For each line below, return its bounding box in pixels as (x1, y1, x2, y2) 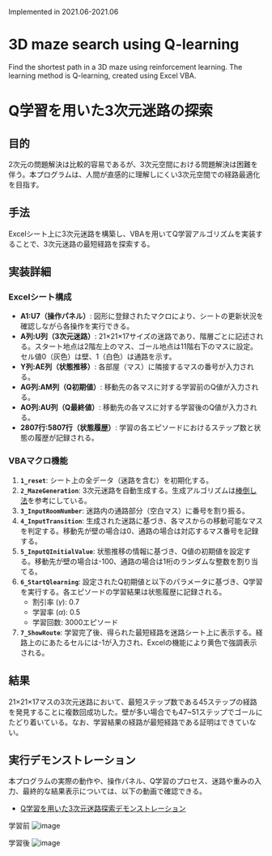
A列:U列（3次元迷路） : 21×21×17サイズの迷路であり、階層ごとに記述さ (19, 332, 257, 342)
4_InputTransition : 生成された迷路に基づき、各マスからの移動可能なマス (19, 515, 263, 526)
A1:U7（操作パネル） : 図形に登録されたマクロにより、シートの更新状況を (19, 312, 264, 321)
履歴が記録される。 (34, 433, 99, 443)
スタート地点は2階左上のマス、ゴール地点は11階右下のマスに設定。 (34, 342, 257, 351)
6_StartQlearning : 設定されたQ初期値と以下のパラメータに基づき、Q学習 (19, 576, 263, 587)
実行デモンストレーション (8, 753, 136, 767)
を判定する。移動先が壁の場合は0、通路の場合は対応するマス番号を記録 (19, 526, 259, 536)
